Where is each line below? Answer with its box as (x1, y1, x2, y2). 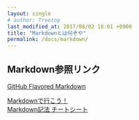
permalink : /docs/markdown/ (7, 36, 89, 43)
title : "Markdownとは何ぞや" (7, 29, 87, 37)
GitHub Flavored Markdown (7, 82, 86, 90)
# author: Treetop (7, 17, 60, 24)
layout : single (7, 10, 51, 17)
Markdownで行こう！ (7, 96, 68, 105)
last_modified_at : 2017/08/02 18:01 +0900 (7, 23, 132, 30)
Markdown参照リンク (7, 63, 101, 75)
